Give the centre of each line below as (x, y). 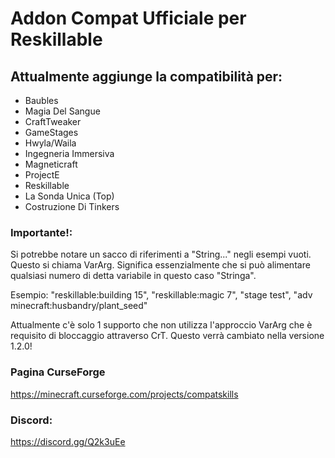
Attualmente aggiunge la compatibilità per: (146, 76)
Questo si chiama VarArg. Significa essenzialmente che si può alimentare (160, 265)
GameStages (51, 132)
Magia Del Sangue (62, 111)
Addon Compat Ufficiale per (128, 18)
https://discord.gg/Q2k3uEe (68, 441)
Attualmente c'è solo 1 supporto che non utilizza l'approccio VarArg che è (161, 325)
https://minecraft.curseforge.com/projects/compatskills (124, 394)
